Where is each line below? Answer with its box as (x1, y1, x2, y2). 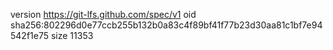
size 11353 (50, 30, 94, 41)
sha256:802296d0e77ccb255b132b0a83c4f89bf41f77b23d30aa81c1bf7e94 (10, 19, 323, 31)
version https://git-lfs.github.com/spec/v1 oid (10, 9, 197, 20)
